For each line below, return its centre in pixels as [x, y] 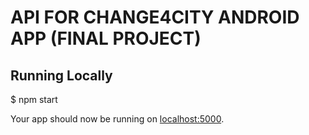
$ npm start [34, 99]
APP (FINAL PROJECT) [106, 38]
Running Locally [61, 75]
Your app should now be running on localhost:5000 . [117, 119]
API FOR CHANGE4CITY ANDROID [155, 17]
